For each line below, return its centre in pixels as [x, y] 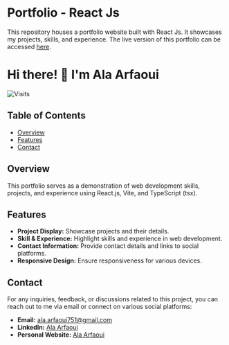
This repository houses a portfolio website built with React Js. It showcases [115, 32]
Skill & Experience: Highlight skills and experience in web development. [120, 239]
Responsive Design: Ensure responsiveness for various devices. [109, 260]
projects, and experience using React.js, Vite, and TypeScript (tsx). [102, 193]
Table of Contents [47, 116]
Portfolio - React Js [63, 13]
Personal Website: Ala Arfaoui [61, 335]
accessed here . [29, 46]
